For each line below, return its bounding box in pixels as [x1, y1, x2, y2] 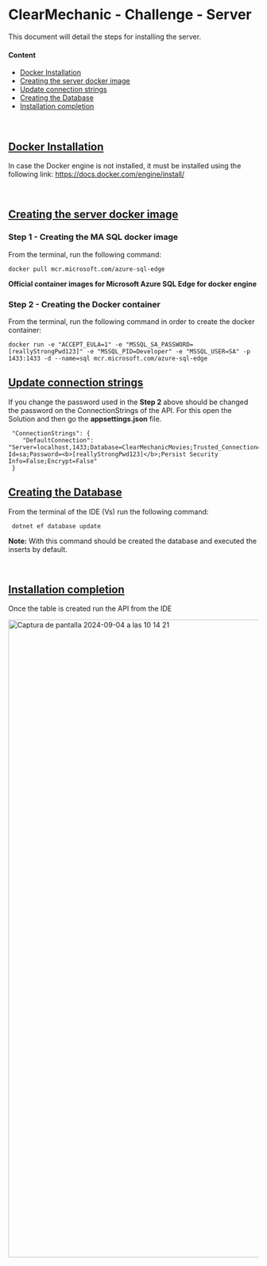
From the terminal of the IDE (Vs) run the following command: [8, 507, 209, 516]
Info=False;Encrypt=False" [8, 457, 98, 465]
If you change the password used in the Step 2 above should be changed [8, 397, 249, 407]
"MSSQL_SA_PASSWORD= [126, 340, 194, 349]
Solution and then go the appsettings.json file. [8, 414, 162, 423]
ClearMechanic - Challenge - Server [8, 6, 252, 24]
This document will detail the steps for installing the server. [8, 32, 201, 41]
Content [8, 50, 36, 60]
